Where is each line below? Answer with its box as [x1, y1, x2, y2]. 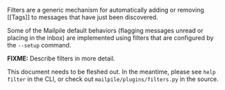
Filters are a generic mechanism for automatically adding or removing [7, 6, 204, 14]
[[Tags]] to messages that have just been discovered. [7, 13, 158, 21]
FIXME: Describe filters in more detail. [7, 54, 116, 63]
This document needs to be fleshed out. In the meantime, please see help [7, 68, 216, 76]
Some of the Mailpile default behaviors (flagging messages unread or [7, 27, 204, 34]
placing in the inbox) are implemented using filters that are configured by [7, 34, 214, 42]
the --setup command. [7, 41, 72, 49]
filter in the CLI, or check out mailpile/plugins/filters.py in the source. [7, 75, 219, 83]
